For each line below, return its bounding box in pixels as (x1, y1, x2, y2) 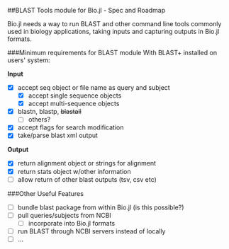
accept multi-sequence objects (28, 99, 120, 108)
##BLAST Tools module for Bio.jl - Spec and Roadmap (7, 6, 166, 14)
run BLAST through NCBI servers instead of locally (17, 226, 166, 236)
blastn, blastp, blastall (17, 108, 82, 116)
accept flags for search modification (17, 123, 124, 132)
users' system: (7, 56, 51, 64)
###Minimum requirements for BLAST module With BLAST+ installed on (7, 49, 218, 57)
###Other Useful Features (7, 189, 84, 197)
